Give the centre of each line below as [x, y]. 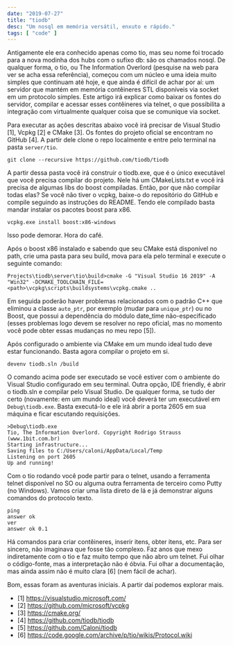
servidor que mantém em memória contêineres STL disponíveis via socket [113, 90]
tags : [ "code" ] [32, 33]
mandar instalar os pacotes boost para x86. [69, 210]
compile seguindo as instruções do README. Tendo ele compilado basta [111, 203]
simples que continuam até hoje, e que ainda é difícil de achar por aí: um [111, 82]
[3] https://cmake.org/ [49, 613]
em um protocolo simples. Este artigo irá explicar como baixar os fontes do [114, 97]
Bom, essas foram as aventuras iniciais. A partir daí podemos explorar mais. [115, 585]
